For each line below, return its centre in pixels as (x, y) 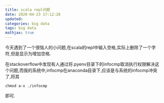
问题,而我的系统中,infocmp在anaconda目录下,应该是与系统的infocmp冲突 (83, 70)
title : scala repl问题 (28, 10)
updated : (14, 19)
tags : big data (21, 28)
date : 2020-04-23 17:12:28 (33, 14)
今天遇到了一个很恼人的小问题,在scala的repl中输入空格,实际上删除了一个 (78, 47)
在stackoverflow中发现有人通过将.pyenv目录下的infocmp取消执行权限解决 (80, 64)
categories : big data (27, 24)
